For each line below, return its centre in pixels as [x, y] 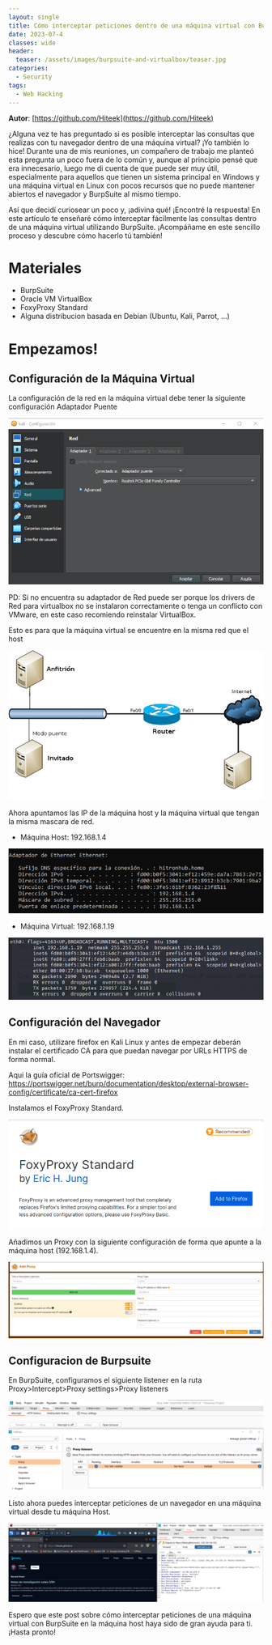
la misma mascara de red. [51, 822]
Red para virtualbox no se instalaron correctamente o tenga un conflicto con [136, 606]
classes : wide [32, 43]
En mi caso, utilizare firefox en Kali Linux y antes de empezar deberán [125, 1042]
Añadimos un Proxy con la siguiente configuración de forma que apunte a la [135, 1242]
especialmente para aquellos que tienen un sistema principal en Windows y [134, 176]
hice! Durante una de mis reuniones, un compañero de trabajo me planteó [132, 151]
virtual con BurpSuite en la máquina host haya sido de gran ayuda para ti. [131, 1624]
